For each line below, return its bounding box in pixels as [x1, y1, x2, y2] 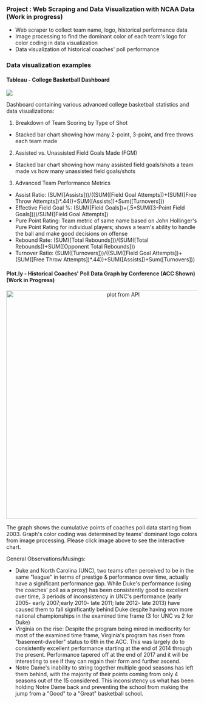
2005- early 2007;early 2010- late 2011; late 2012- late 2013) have [15, 599, 180, 606]
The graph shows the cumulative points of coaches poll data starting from [6, 523, 191, 531]
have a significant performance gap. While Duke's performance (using [15, 579, 191, 587]
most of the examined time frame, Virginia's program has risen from [15, 631, 185, 638]
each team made [15, 138, 58, 145]
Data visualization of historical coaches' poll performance [15, 46, 160, 53]
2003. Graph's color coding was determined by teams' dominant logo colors [6, 530, 197, 537]
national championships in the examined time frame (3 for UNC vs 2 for [15, 612, 194, 620]
